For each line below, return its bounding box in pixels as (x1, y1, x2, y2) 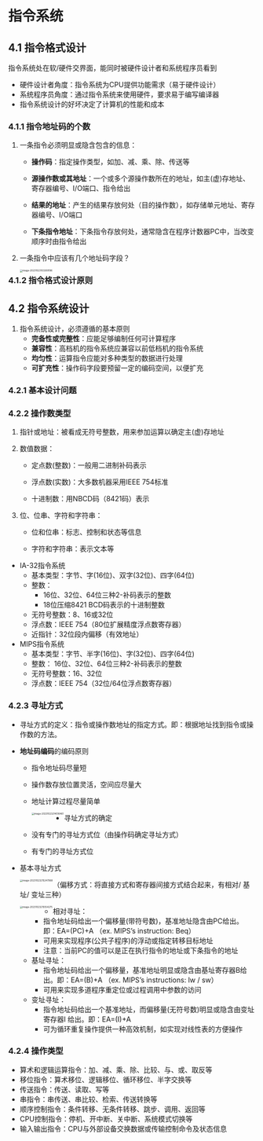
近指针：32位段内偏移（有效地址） (31, 629, 144, 639)
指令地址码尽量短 (31, 763, 87, 772)
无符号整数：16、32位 (31, 669, 103, 678)
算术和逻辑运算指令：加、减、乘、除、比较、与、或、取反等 (19, 1065, 213, 1074)
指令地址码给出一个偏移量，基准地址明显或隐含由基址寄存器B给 (42, 965, 247, 974)
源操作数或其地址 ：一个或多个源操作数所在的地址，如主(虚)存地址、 (31, 174, 250, 183)
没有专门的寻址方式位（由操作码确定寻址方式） (31, 830, 183, 839)
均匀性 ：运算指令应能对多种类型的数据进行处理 (31, 354, 183, 363)
